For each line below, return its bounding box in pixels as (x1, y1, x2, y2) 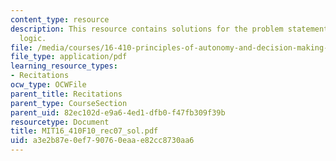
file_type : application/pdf (10, 52, 128, 62)
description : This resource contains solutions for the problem (10, 24, 284, 34)
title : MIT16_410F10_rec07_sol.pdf (10, 126, 159, 136)
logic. (19, 33, 47, 43)
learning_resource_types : (10, 61, 118, 71)
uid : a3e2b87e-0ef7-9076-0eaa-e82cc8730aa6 (10, 136, 195, 146)
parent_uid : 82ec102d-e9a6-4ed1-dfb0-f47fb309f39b (10, 107, 226, 118)
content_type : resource (10, 14, 110, 25)
